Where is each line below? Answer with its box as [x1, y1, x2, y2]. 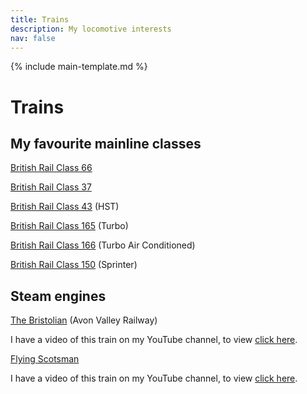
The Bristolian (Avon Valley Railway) [10, 314, 158, 326]
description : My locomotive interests [10, 24, 172, 34]
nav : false [10, 33, 56, 43]
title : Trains [10, 14, 70, 25]
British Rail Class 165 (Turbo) [10, 220, 129, 232]
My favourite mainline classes [10, 135, 202, 152]
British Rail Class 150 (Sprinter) [10, 259, 138, 271]
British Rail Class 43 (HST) [10, 201, 120, 213]
